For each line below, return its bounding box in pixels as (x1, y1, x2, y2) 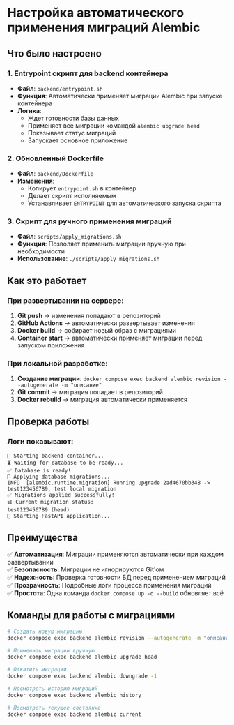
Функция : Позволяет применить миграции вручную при (17, 239, 186, 248)
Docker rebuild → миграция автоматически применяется (17, 396, 188, 404)
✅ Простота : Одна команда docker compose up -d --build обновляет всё (7, 588, 224, 597)
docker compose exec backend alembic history (7, 692, 141, 698)
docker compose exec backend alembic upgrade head (7, 654, 157, 661)
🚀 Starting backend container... (7, 452, 104, 460)
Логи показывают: (7, 436, 74, 446)
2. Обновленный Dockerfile (7, 154, 104, 163)
